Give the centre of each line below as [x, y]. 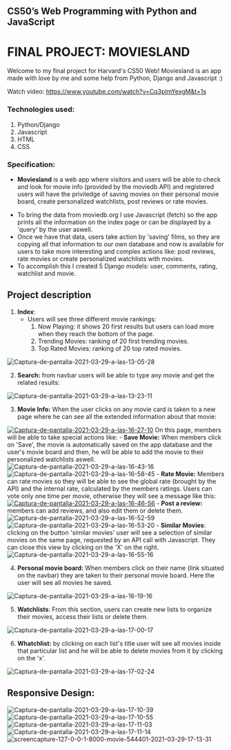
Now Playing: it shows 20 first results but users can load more [126, 326]
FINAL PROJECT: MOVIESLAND [99, 52]
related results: [38, 382]
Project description [49, 295]
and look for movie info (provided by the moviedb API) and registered [115, 186]
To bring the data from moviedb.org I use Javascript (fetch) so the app [117, 215]
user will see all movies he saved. [64, 582]
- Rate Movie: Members [190, 474]
